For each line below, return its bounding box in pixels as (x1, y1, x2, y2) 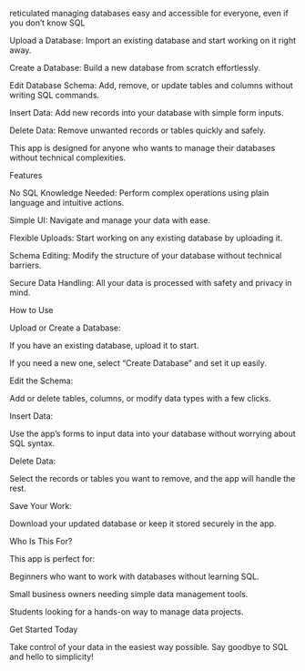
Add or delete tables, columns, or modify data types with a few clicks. (9, 393, 271, 403)
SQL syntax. (9, 438, 56, 449)
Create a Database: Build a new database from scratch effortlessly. (9, 63, 261, 73)
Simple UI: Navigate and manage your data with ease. (9, 215, 211, 226)
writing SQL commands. (9, 90, 100, 100)
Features (9, 170, 43, 180)
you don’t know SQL (9, 17, 86, 28)
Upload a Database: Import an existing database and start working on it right (9, 36, 297, 46)
